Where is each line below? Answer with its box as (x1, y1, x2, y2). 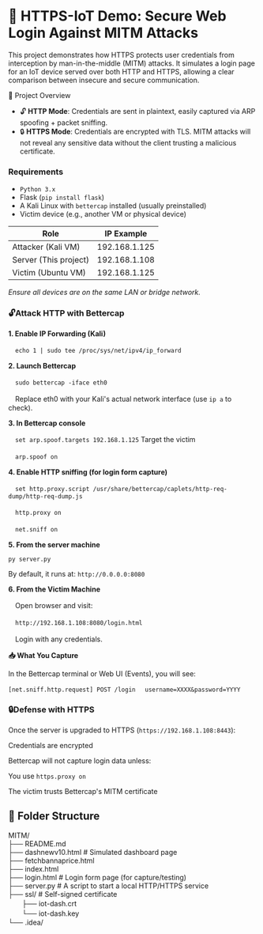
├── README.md (8, 838, 66, 849)
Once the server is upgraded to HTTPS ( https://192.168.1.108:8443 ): (8, 725, 236, 735)
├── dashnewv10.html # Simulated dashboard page (8, 847, 178, 856)
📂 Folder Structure (8, 810, 100, 823)
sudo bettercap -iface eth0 (15, 379, 108, 387)
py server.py (8, 555, 51, 563)
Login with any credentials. (14, 634, 103, 644)
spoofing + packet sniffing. (19, 118, 108, 127)
